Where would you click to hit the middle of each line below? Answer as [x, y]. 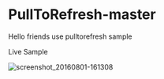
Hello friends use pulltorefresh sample [70, 36]
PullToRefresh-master [82, 15]
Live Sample [28, 51]
